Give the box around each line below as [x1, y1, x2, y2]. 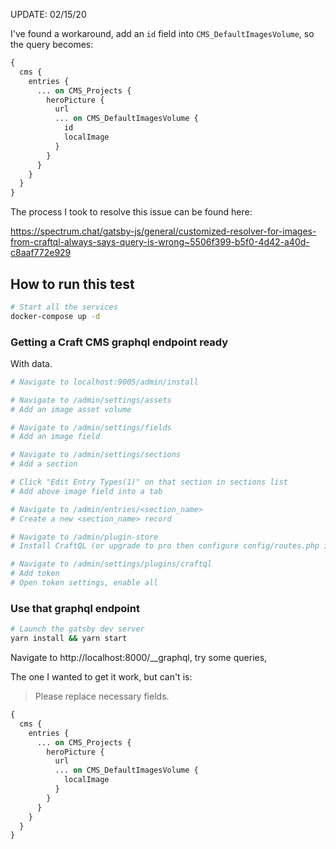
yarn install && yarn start [10, 634, 128, 644]
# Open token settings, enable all [10, 578, 159, 588]
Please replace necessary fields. [34, 690, 170, 703]
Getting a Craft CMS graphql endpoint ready [10, 335, 229, 349]
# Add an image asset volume [10, 404, 132, 414]
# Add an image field [10, 432, 101, 442]
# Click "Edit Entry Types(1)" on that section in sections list [10, 477, 288, 488]
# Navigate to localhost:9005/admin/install [10, 377, 199, 387]
